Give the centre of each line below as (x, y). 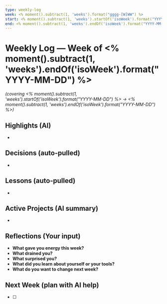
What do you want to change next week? (55, 269)
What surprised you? (35, 259)
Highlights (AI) (28, 125)
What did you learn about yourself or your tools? (63, 264)
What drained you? (33, 253)
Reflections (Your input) (43, 236)
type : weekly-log (23, 10)
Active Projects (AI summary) (52, 209)
